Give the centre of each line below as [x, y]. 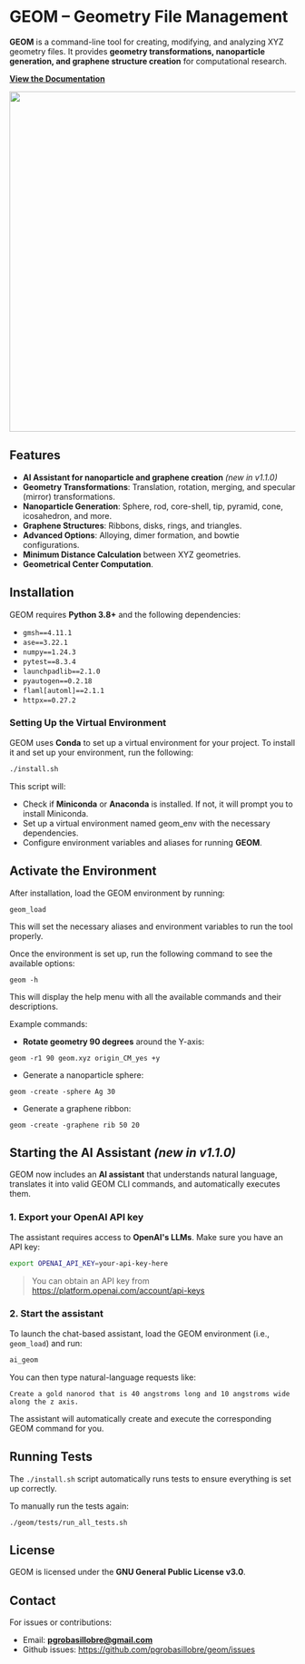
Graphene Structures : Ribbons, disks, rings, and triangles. [132, 525]
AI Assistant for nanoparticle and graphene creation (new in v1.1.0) [150, 477]
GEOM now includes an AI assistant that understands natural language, [144, 1175]
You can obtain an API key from [90, 1280]
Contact [33, 1600]
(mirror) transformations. [69, 496]
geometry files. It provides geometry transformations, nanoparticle [138, 51]
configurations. [51, 544]
